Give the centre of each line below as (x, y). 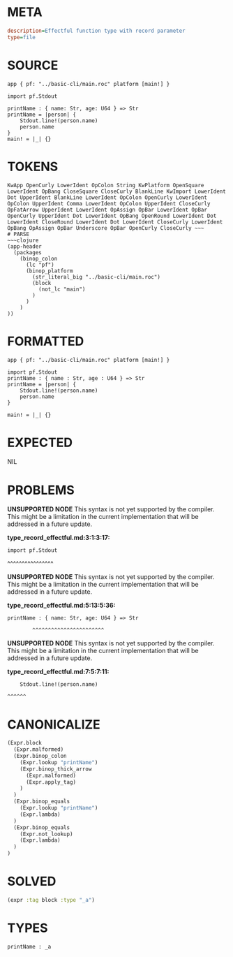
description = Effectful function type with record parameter (97, 31)
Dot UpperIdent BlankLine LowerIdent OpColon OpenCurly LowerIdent (107, 197)
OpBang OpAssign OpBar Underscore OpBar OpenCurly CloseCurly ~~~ (106, 228)
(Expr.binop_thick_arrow (56, 769)
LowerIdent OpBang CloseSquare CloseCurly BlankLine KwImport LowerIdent (117, 191)
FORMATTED (46, 341)
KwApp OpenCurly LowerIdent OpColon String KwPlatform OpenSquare (106, 185)
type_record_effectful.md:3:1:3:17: (59, 538)
